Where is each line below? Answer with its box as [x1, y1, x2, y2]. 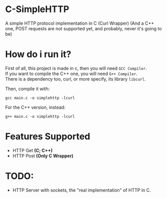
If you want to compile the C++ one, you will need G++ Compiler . [5, 71, 138, 77]
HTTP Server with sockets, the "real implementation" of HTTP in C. [12, 187, 151, 193]
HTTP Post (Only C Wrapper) [12, 153, 74, 159]
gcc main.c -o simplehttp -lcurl [5, 95, 75, 100]
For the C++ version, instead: [5, 104, 66, 110]
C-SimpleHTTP [5, 4, 69, 15]
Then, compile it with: [5, 86, 50, 92]
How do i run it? [5, 49, 72, 60]
